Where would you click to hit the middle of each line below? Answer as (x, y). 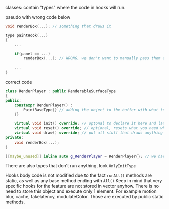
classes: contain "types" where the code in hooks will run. (65, 7)
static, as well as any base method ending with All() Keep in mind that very (84, 181)
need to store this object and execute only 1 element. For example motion (81, 191)
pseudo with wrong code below (38, 17)
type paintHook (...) (27, 35)
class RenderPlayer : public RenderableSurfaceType (60, 91)
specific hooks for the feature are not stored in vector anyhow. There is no (82, 186)
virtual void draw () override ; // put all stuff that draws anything (89, 133)
